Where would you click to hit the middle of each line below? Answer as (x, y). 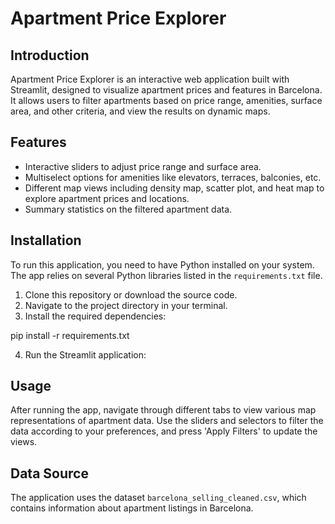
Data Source (49, 473)
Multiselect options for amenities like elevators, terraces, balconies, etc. (173, 177)
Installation (46, 240)
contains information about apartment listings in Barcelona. (132, 508)
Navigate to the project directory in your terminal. (126, 305)
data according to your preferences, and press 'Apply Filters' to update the (164, 431)
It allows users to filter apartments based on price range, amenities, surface (166, 100)
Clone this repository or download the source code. (131, 294)
